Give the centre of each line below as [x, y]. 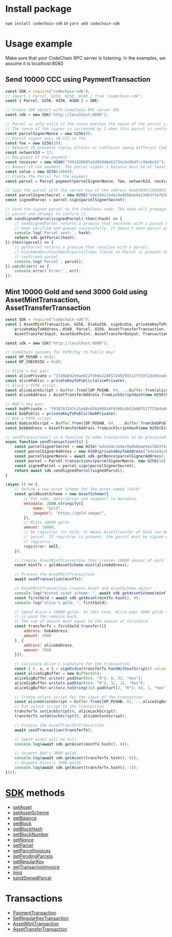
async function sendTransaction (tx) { [47, 442]
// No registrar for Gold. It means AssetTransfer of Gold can [92, 532]
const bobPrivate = [26, 409]
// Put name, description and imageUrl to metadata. [81, 499]
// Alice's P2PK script [31, 385]
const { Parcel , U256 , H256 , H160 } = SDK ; [52, 101]
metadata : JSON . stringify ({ [53, 503]
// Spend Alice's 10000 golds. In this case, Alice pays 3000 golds [89, 612]
